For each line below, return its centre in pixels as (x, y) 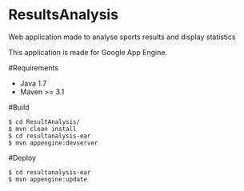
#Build (19, 107)
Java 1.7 (33, 83)
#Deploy (22, 157)
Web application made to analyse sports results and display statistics (122, 37)
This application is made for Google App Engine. (88, 52)
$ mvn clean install (43, 129)
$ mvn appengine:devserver (53, 143)
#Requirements (33, 68)
